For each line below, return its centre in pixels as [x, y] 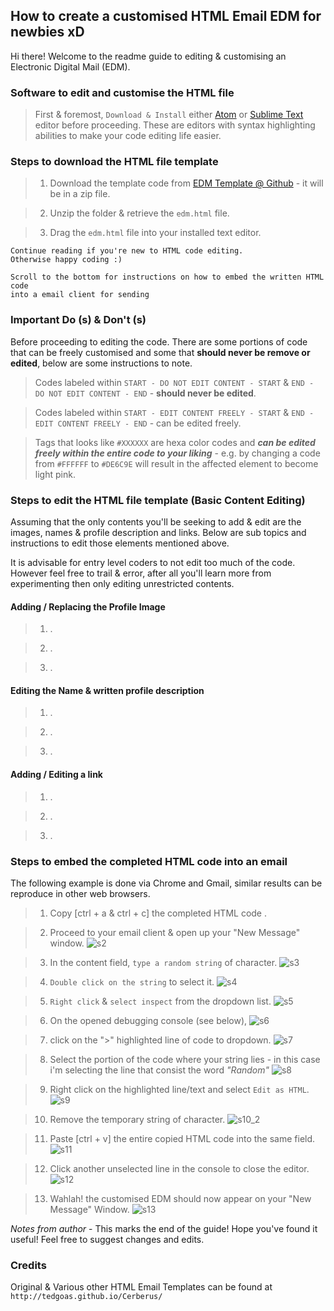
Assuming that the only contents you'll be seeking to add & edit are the [156, 522]
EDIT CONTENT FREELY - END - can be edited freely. [138, 423]
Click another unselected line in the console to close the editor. [179, 1168]
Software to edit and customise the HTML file [122, 92]
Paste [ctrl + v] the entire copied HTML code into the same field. [182, 1138]
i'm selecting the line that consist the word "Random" [159, 1070]
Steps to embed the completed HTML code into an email [149, 861]
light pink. [55, 474]
